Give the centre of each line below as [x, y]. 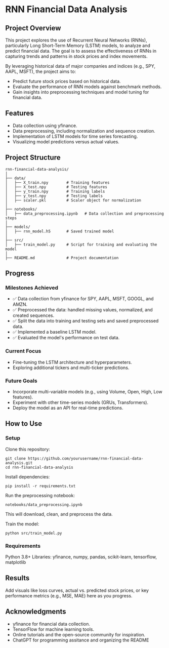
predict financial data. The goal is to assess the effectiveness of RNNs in [81, 51]
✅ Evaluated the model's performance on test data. [66, 338]
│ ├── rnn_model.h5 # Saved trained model [60, 231]
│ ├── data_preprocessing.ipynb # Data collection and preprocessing [85, 214]
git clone [16, 458]
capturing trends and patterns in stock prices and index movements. [76, 56]
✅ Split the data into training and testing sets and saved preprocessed [86, 321]
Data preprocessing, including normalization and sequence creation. [84, 131]
